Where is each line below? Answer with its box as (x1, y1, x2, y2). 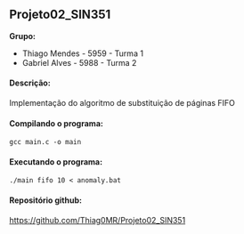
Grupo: (9, 30, 37, 41)
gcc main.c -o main (9, 138, 82, 147)
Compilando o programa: (9, 117, 104, 128)
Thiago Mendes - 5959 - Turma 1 (21, 48, 144, 59)
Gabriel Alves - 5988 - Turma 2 (21, 57, 137, 68)
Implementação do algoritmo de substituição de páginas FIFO (9, 98, 236, 109)
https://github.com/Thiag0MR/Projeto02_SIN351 (9, 214, 186, 225)
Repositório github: (9, 195, 83, 206)
